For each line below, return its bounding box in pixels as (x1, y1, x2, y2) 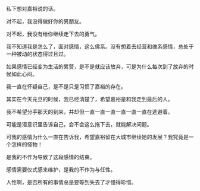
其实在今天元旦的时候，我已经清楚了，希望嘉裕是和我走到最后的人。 (6, 95, 173, 103)
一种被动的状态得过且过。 (6, 50, 69, 58)
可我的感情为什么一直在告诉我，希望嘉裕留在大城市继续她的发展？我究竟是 (6, 133, 189, 141)
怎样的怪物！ (11, 141, 43, 148)
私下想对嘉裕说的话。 (6, 5, 58, 12)
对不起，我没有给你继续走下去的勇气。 (6, 30, 100, 37)
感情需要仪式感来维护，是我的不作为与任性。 (6, 166, 116, 173)
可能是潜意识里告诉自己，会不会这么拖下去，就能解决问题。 (6, 121, 152, 128)
